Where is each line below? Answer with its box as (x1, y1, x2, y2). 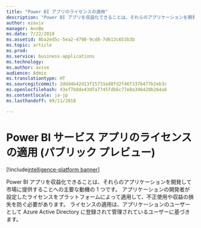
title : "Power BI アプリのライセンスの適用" (6, 8, 108, 15)
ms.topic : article (6, 42, 52, 48)
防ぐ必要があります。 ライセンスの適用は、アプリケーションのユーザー (16, 200, 190, 208)
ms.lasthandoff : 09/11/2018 (6, 98, 77, 104)
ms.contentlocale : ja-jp (6, 92, 68, 98)
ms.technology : (6, 59, 44, 65)
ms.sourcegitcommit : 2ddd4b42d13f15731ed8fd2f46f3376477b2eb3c (6, 81, 167, 87)
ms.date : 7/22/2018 (6, 31, 55, 37)
